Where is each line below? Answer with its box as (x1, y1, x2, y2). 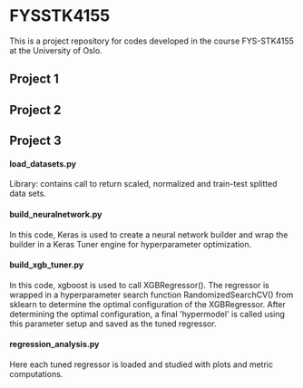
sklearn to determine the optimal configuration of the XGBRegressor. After (9, 298, 286, 309)
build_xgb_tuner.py (9, 259, 84, 270)
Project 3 (9, 133, 62, 149)
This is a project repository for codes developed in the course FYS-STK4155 (9, 35, 295, 46)
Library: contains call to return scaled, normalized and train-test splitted (9, 179, 278, 189)
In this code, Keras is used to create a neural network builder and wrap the (9, 228, 288, 240)
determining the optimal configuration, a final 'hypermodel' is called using (9, 308, 286, 319)
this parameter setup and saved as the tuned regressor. (9, 318, 217, 329)
